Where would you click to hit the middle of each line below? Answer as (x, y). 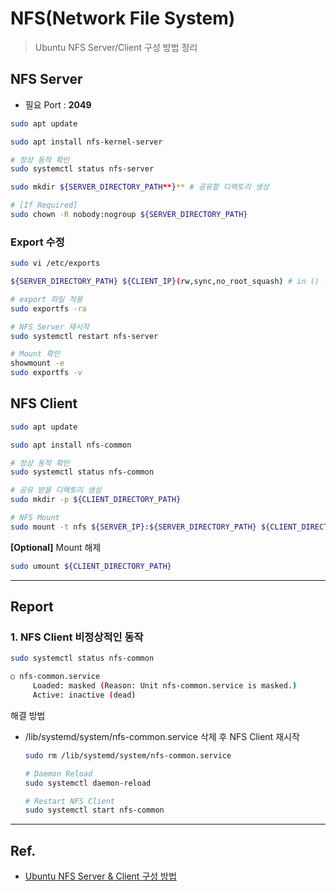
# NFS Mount (35, 518)
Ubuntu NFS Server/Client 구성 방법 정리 (116, 47)
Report (32, 607)
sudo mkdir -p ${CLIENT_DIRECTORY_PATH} (96, 500)
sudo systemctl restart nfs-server (84, 336)
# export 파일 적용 (46, 299)
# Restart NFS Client (69, 801)
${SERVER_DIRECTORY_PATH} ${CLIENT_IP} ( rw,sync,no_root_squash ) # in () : (169, 282)
